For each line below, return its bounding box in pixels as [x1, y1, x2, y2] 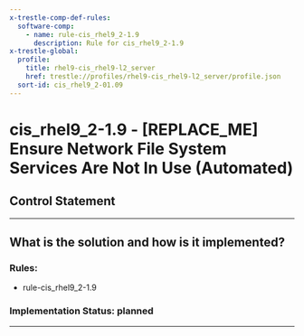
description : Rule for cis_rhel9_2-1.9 [33, 38, 184, 48]
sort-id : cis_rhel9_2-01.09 [17, 80, 124, 89]
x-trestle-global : [9, 47, 79, 56]
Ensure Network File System [9, 138, 227, 159]
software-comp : [17, 22, 75, 31]
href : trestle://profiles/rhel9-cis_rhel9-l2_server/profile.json [25, 72, 281, 81]
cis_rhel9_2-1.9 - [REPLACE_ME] [9, 119, 259, 140]
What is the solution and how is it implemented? [9, 235, 285, 250]
